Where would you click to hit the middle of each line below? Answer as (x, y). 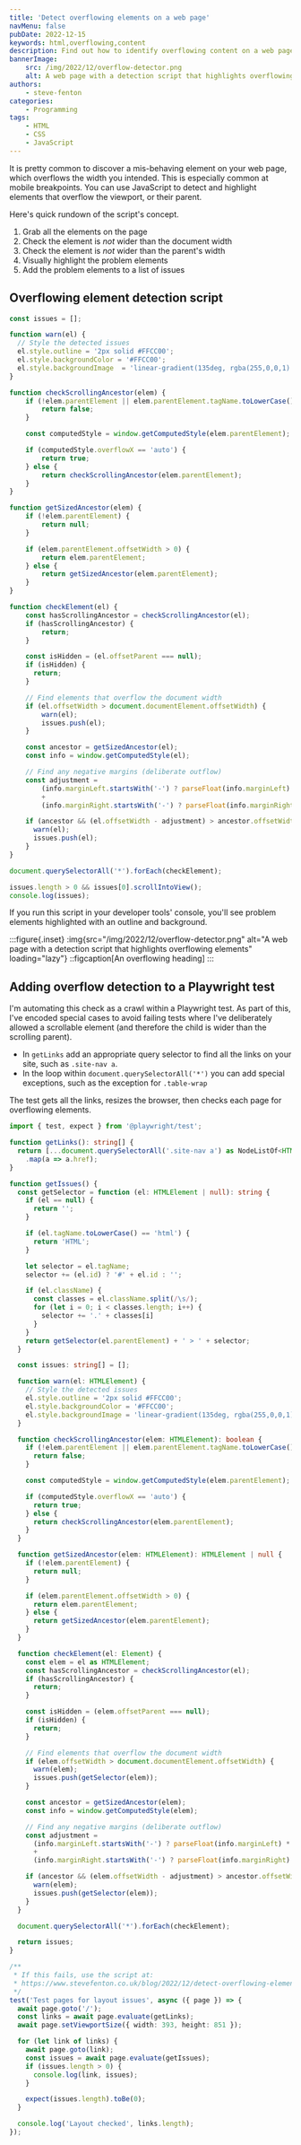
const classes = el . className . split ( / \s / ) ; (116, 1299)
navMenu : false (38, 26)
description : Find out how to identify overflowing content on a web (142, 51)
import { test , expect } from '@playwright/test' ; (106, 1127)
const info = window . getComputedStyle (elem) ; (112, 1810)
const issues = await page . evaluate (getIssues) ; (118, 2058)
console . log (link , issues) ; (86, 2075)
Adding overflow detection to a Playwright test (142, 986)
